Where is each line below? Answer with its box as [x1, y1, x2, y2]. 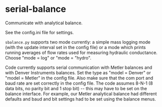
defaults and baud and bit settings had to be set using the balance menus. [5, 96, 157, 102]
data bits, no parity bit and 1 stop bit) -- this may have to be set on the [5, 85, 147, 91]
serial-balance [5, 3, 67, 15]
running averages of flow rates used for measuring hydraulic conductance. [5, 50, 158, 55]
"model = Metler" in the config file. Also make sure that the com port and [5, 75, 154, 81]
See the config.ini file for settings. [5, 29, 74, 35]
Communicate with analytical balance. [5, 20, 83, 26]
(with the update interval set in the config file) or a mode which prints [5, 44, 146, 50]
